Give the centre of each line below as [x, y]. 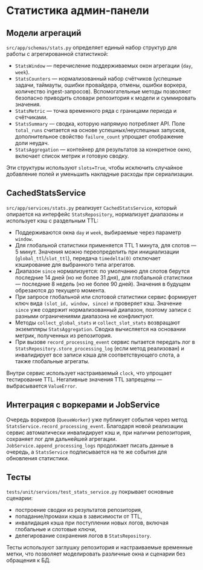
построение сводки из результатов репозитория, [79, 510]
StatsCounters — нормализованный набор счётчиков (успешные [98, 79]
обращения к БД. [29, 560]
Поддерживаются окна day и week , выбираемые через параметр [98, 232]
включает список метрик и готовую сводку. [72, 156]
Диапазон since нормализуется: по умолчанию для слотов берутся [102, 271]
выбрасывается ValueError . [42, 386]
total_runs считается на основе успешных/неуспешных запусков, [100, 130]
